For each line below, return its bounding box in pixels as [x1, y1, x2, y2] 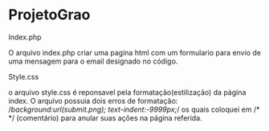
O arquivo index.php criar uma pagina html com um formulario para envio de [8, 47, 261, 57]
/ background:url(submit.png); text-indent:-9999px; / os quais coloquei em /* [8, 104, 260, 114]
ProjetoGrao [8, 6, 91, 24]
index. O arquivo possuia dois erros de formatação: [8, 96, 178, 105]
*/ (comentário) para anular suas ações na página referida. [8, 113, 202, 122]
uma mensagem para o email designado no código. [8, 56, 178, 66]
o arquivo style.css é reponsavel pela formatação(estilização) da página [8, 87, 247, 97]
